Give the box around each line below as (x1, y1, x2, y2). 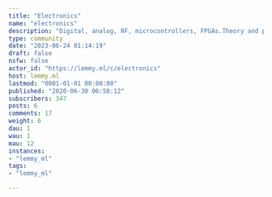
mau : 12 (8, 139, 35, 148)
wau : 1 (8, 132, 31, 140)
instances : (8, 147, 45, 155)
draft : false (8, 49, 53, 57)
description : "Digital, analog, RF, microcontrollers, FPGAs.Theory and (8, 27, 259, 35)
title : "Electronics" (8, 11, 82, 20)
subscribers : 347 (8, 94, 67, 103)
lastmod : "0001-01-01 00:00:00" (8, 79, 117, 87)
